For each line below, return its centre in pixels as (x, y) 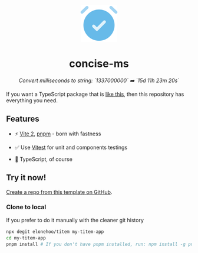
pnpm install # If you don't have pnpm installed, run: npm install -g (96, 244)
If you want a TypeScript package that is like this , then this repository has (95, 94)
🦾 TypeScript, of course (43, 159)
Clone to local (26, 207)
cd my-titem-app (26, 238)
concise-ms (99, 64)
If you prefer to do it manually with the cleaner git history (75, 220)
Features (23, 119)
